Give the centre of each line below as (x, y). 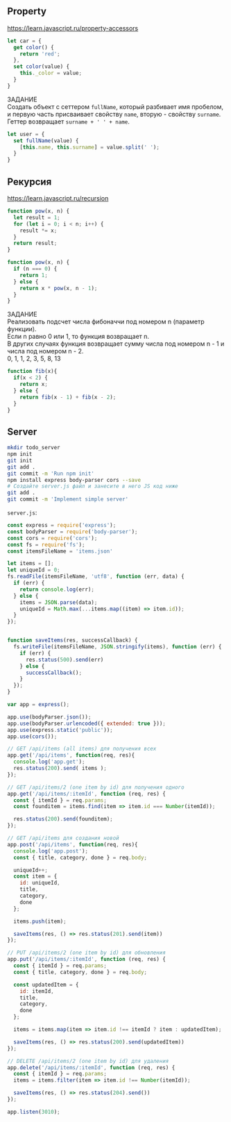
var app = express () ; (38, 705)
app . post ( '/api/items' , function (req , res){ (72, 844)
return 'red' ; (40, 54)
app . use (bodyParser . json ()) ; (49, 717)
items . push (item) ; (40, 921)
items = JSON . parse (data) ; (59, 602)
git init (20, 460)
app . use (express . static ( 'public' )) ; (60, 730)
